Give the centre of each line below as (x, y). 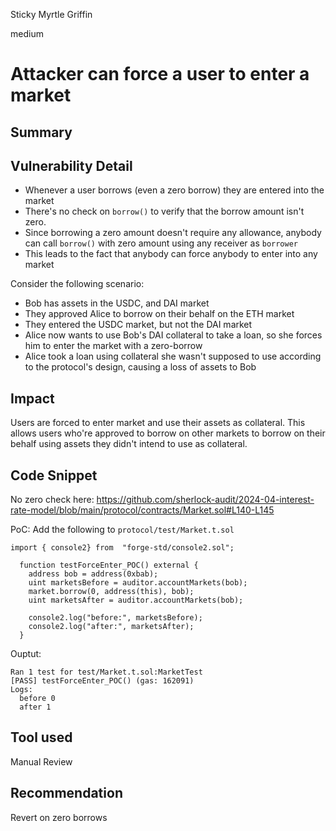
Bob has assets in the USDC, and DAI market (117, 303)
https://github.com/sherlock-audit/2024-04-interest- (205, 500)
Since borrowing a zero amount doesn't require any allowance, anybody (173, 233)
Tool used (41, 737)
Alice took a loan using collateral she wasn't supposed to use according (173, 356)
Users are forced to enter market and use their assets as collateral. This (158, 423)
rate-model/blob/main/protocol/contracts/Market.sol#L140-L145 (142, 510)
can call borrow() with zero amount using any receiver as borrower (161, 243)
